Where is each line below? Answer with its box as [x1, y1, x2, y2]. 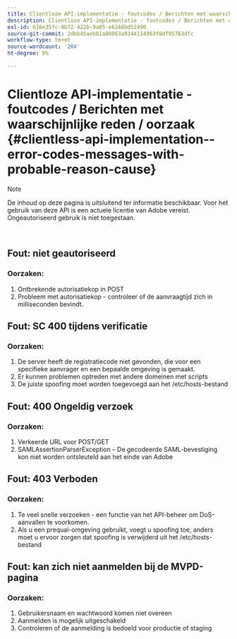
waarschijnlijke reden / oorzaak [7, 117, 195, 133]
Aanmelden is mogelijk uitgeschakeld [17, 616, 126, 625]
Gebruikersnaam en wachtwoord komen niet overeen [17, 609, 172, 618]
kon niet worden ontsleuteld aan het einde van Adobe [17, 453, 174, 461]
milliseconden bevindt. [17, 299, 84, 308]
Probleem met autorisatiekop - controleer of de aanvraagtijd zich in [17, 292, 213, 301]
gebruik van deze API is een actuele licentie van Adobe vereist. [7, 205, 190, 214]
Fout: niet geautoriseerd [7, 248, 116, 260]
